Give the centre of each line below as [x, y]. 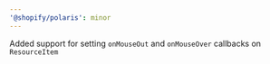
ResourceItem [34, 52]
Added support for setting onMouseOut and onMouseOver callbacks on [135, 43]
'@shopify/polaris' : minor [60, 18]
